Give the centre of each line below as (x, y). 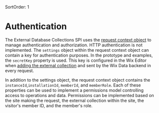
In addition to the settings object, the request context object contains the (78, 80)
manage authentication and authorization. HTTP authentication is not (74, 45)
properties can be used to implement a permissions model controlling (74, 90)
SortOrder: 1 (17, 7)
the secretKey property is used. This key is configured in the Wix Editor (76, 60)
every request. (20, 71)
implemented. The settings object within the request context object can (77, 50)
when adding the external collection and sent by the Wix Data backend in (78, 65)
